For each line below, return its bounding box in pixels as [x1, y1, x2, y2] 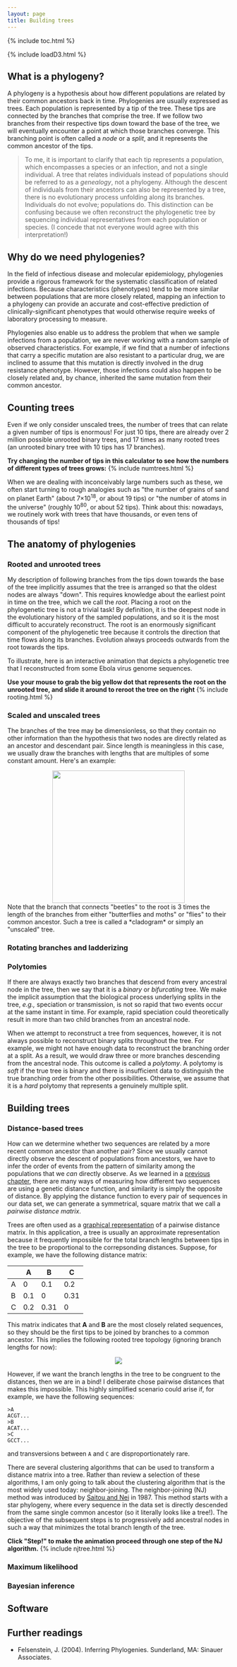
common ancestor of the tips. [7, 142, 93, 151]
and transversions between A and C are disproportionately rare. [7, 1449, 190, 1458]
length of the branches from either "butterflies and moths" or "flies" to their [7, 910, 227, 919]
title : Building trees [7, 17, 74, 24]
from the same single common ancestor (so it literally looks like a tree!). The [7, 1508, 228, 1516]
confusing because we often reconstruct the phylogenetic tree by [24, 208, 216, 216]
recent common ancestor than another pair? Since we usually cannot [7, 1147, 208, 1155]
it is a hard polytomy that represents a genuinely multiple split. [7, 1082, 188, 1090]
